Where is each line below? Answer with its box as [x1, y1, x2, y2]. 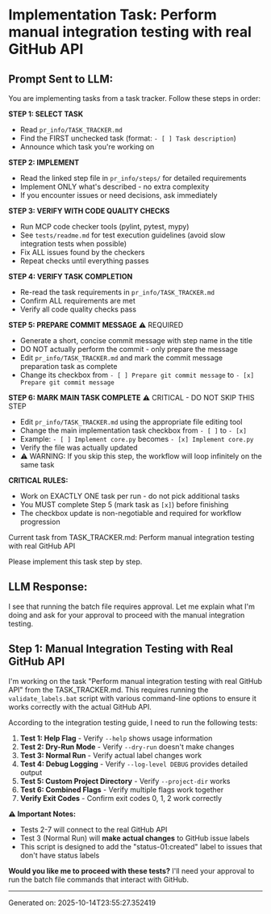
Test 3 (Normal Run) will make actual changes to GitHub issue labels [19, 833, 250, 843]
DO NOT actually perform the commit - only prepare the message [19, 345, 239, 354]
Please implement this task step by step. [8, 557, 143, 566]
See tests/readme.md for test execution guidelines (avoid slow [19, 230, 226, 240]
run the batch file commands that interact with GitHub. [8, 874, 190, 884]
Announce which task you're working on [19, 142, 155, 151]
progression [19, 517, 60, 526]
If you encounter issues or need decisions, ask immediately [19, 191, 218, 199]
